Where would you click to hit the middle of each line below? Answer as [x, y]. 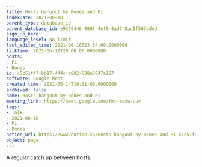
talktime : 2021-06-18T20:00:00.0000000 [56, 51]
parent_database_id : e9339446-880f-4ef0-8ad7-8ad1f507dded [82, 29]
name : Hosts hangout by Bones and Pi [54, 96]
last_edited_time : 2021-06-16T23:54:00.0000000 [67, 46]
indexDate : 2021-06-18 [35, 17]
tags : [13, 107]
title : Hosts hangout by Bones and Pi [55, 12]
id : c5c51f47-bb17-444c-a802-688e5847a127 [60, 73]
